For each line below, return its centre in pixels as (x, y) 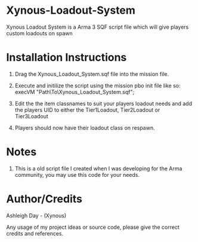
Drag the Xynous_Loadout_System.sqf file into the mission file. (92, 74)
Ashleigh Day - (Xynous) (36, 215)
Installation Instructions (66, 58)
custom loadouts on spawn (39, 33)
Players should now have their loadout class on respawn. (85, 128)
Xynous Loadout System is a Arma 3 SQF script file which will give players (98, 27)
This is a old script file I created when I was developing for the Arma (98, 169)
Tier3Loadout (32, 116)
